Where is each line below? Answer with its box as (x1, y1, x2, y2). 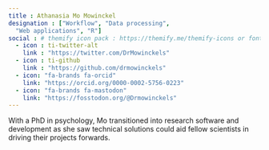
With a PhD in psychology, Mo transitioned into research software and (8, 116, 239, 125)
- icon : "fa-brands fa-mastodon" (15, 86, 127, 95)
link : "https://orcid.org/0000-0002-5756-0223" (22, 79, 184, 87)
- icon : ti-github (15, 57, 81, 65)
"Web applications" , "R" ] (15, 26, 102, 34)
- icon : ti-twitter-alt (15, 42, 98, 50)
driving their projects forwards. (8, 133, 110, 143)
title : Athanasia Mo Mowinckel (8, 11, 116, 20)
